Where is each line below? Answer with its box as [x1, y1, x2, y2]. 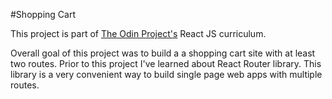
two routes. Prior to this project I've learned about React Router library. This [10, 58, 322, 69]
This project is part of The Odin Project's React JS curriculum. [10, 28, 267, 39]
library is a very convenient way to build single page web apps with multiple [10, 69, 323, 80]
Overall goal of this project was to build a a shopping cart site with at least [10, 47, 316, 59]
